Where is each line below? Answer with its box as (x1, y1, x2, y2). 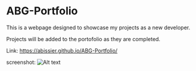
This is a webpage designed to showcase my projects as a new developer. (6, 24, 191, 31)
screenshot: (6, 58, 36, 66)
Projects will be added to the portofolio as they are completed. (6, 35, 161, 42)
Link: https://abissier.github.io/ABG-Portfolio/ (6, 47, 118, 54)
